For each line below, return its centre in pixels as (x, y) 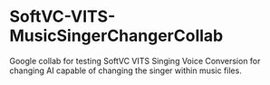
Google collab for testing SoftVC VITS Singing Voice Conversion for (135, 61)
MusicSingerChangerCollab (116, 36)
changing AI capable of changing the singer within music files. (125, 71)
